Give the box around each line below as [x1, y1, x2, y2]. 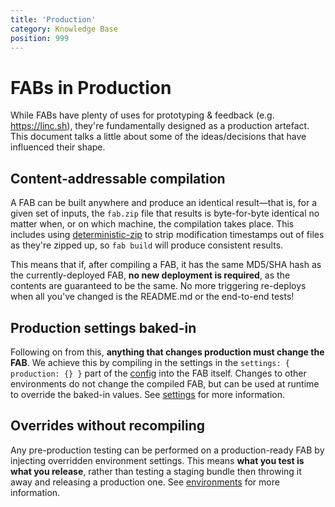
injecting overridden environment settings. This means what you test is [10, 454, 305, 466]
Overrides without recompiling [10, 417, 206, 435]
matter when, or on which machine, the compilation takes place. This [10, 218, 295, 230]
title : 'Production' [10, 14, 97, 25]
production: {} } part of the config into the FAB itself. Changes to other [10, 367, 307, 379]
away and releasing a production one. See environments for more [10, 476, 280, 488]
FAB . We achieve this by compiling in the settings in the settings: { [10, 356, 290, 368]
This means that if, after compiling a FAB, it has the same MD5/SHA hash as [10, 259, 322, 271]
